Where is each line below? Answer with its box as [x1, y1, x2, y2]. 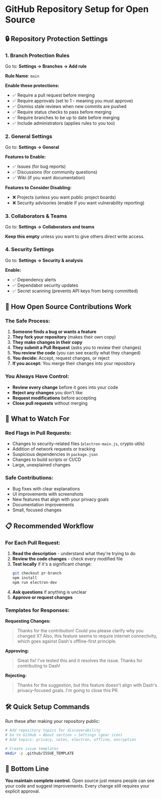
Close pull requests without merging [12, 400, 88, 406]
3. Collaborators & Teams [5, 213, 67, 220]
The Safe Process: [5, 318, 51, 325]
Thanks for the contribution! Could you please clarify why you [17, 628, 144, 634]
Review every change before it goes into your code [12, 384, 118, 390]
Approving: [5, 648, 29, 654]
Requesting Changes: [5, 618, 51, 624]
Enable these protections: [5, 82, 59, 88]
